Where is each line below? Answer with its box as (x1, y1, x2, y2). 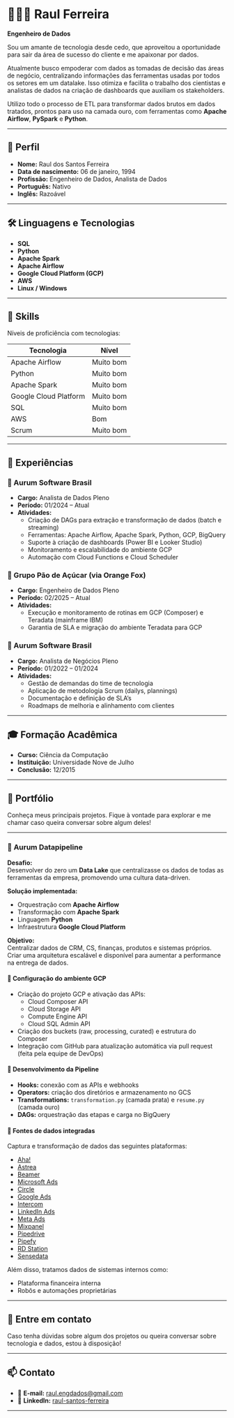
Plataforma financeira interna (17, 1279, 101, 1287)
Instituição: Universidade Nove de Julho (17, 758, 134, 767)
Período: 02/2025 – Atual (17, 594, 91, 602)
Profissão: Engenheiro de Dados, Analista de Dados (17, 175, 167, 183)
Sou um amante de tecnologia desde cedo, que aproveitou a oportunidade (7, 43, 221, 51)
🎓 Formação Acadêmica (7, 729, 118, 741)
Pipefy (17, 1237, 36, 1245)
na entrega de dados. (7, 958, 69, 967)
